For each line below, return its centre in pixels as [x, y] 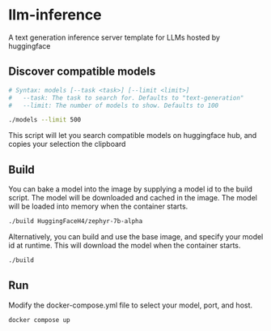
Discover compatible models [82, 72]
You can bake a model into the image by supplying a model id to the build [131, 189]
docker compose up [39, 320]
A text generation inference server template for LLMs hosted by [114, 37]
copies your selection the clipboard [67, 144]
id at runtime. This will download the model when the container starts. [125, 245]
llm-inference [55, 15]
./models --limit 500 [45, 120]
